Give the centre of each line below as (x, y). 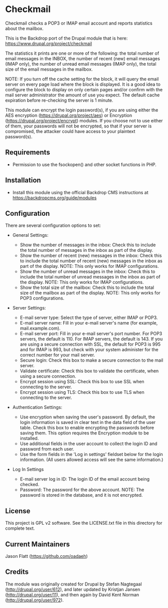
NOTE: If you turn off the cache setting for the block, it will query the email (82, 79)
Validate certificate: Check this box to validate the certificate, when (89, 371)
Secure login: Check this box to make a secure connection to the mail (92, 360)
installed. (29, 438)
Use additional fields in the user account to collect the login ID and (89, 444)
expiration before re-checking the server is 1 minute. (59, 100)
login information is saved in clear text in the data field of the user (88, 422)
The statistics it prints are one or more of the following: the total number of (82, 53)
